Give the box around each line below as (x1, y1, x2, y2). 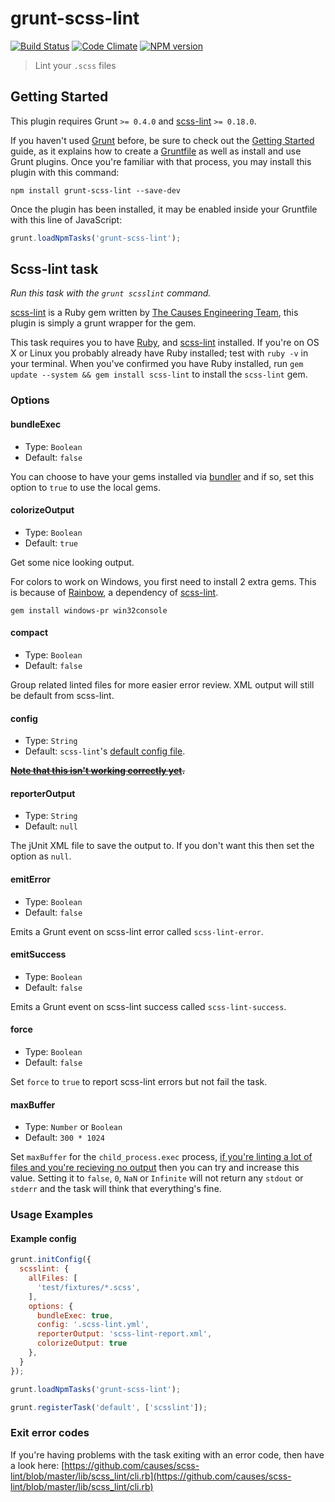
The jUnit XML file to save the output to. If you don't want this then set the (10, 840, 315, 852)
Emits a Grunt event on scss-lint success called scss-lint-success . (10, 1000, 287, 1012)
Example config (10, 1232, 77, 1244)
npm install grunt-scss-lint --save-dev (10, 185, 182, 196)
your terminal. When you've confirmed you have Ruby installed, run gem (10, 358, 304, 370)
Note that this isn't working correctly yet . (10, 765, 186, 777)
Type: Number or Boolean (24, 1121, 123, 1133)
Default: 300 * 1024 (24, 1132, 105, 1144)
